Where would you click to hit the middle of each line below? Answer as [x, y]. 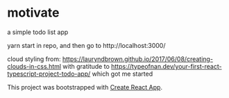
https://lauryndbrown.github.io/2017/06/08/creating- [138, 59]
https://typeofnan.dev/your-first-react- [166, 66]
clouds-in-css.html [34, 66]
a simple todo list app [38, 32]
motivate [33, 13]
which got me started [122, 74]
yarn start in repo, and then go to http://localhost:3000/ [86, 45]
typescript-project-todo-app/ [49, 74]
